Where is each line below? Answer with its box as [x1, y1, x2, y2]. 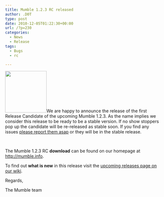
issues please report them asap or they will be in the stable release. [5, 129, 141, 135]
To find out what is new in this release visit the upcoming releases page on [5, 163, 157, 169]
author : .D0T [5, 12, 32, 17]
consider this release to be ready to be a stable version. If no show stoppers [5, 119, 159, 125]
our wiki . [5, 168, 23, 174]
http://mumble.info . [5, 153, 44, 159]
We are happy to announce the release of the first [46, 108, 147, 114]
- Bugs [9, 48, 23, 53]
